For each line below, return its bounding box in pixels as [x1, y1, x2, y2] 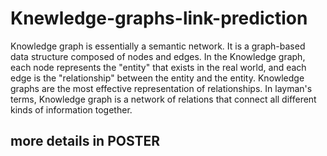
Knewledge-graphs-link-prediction [10, 7, 308, 30]
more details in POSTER [10, 133, 161, 150]
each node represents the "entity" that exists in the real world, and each [10, 61, 307, 73]
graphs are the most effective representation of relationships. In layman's [10, 82, 313, 94]
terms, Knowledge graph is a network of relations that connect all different [10, 93, 317, 105]
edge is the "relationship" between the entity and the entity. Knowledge [10, 72, 305, 84]
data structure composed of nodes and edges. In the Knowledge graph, [10, 50, 306, 62]
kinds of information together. [10, 103, 133, 116]
